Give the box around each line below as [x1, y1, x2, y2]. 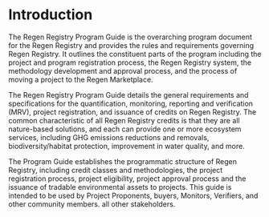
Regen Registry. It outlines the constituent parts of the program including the [8, 49, 262, 58]
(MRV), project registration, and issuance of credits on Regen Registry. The [8, 106, 257, 117]
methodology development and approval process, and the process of [8, 66, 238, 75]
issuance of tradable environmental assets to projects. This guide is [8, 182, 232, 191]
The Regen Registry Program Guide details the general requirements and [8, 90, 249, 99]
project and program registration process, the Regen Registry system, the [8, 58, 252, 67]
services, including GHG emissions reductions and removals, [8, 132, 210, 142]
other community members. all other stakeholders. [8, 199, 176, 209]
